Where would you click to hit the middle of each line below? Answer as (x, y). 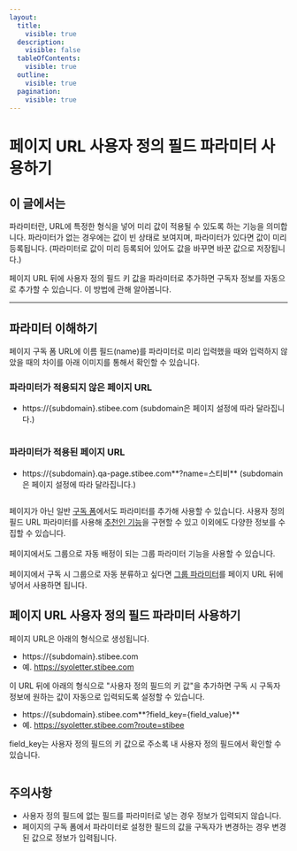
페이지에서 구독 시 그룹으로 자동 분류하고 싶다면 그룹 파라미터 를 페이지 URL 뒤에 (146, 574)
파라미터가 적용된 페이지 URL (67, 452)
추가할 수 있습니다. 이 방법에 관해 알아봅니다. (95, 289)
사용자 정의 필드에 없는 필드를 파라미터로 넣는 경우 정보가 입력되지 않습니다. (152, 816)
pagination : (39, 91)
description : (41, 42)
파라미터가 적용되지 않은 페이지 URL (81, 387)
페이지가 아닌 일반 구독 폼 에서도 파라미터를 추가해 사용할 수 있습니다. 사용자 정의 (147, 510)
